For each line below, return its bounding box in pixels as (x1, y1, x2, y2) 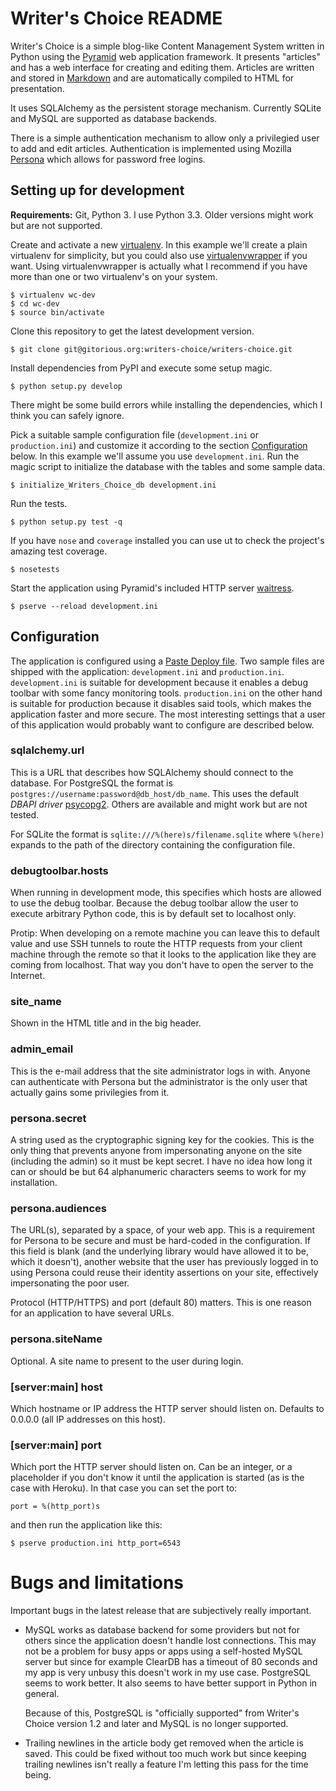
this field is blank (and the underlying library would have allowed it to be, (10, 1245, 309, 1257)
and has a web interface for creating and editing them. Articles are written (10, 61, 315, 73)
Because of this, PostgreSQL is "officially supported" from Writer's (24, 1707, 300, 1719)
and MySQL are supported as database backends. (10, 112, 218, 124)
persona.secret (10, 1111, 87, 1125)
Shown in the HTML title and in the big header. (10, 1017, 202, 1029)
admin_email (10, 1042, 74, 1056)
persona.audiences (10, 1201, 107, 1215)
